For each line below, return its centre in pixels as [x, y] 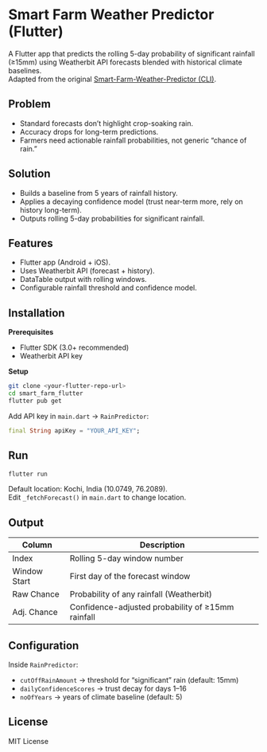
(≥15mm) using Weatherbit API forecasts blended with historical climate [125, 62]
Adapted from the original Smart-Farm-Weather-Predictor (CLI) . [112, 79]
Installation [37, 313]
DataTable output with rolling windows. [83, 280]
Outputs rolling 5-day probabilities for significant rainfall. [112, 218]
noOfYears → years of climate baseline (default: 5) [101, 697]
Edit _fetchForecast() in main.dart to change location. [97, 497]
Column [37, 545]
